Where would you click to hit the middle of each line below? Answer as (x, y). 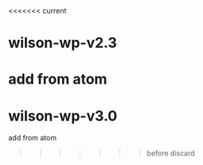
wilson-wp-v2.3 (63, 43)
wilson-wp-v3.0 (63, 116)
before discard (171, 153)
